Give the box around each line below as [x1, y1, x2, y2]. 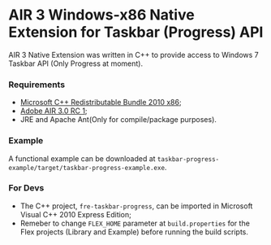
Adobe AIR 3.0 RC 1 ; [19, 106, 88, 116]
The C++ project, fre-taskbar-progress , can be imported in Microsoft [19, 201, 253, 211]
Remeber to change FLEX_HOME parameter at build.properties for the [19, 218, 250, 228]
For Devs [8, 182, 45, 194]
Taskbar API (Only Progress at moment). [8, 59, 144, 68]
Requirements [8, 79, 66, 90]
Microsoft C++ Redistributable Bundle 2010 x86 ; [19, 98, 182, 107]
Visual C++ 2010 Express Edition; [19, 209, 132, 219]
